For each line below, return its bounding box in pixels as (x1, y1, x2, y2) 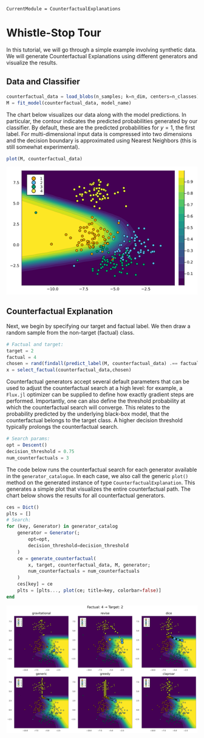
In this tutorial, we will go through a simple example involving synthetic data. (6, 46, 197, 53)
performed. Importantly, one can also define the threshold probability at (6, 397, 186, 405)
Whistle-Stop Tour (6, 26, 101, 40)
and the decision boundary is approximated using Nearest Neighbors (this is (6, 137, 197, 144)
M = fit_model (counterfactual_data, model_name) (6, 100, 132, 106)
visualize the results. (6, 59, 58, 66)
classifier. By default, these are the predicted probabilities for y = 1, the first (6, 124, 195, 131)
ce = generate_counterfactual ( (17, 555, 97, 561)
